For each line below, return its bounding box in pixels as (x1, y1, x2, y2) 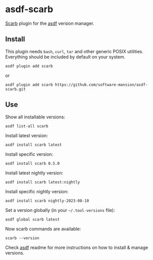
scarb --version (5, 235, 39, 241)
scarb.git (5, 86, 26, 92)
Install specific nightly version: (5, 188, 69, 194)
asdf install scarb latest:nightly (5, 180, 80, 185)
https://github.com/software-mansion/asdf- (55, 82, 148, 87)
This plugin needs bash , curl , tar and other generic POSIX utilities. (5, 48, 144, 54)
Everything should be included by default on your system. (5, 54, 125, 60)
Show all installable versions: (5, 114, 66, 120)
